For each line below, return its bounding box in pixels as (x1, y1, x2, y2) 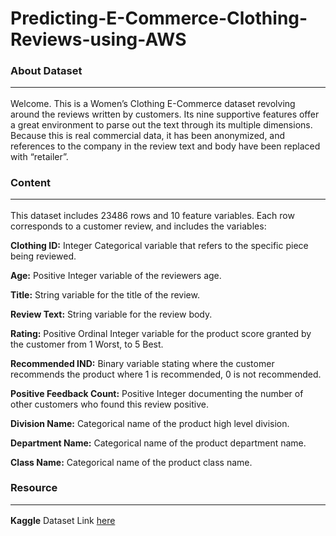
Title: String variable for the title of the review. (10, 288, 200, 301)
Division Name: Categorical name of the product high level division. (10, 417, 290, 429)
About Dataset (10, 64, 83, 78)
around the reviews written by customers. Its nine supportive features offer (10, 108, 320, 120)
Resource (10, 481, 58, 495)
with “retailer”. (10, 150, 69, 162)
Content (10, 175, 52, 189)
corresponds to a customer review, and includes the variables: (10, 220, 267, 232)
